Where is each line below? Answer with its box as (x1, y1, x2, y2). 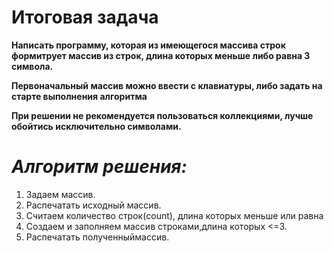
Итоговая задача (11, 6, 159, 29)
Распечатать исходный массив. (25, 199, 162, 211)
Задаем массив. (25, 188, 96, 200)
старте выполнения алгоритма (11, 90, 148, 102)
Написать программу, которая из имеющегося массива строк (11, 39, 286, 51)
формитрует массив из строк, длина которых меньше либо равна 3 (11, 49, 311, 61)
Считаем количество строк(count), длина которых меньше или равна (25, 209, 324, 221)
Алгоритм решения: (11, 156, 188, 178)
